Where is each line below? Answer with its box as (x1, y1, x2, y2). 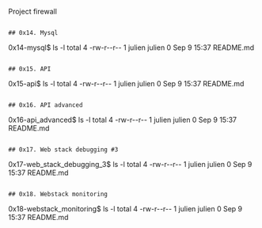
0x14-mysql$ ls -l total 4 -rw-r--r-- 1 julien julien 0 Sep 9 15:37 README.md (8, 43, 255, 52)
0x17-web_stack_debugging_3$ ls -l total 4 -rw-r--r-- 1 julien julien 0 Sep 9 (8, 160, 253, 169)
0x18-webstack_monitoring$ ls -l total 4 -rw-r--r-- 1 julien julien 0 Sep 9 (8, 204, 243, 213)
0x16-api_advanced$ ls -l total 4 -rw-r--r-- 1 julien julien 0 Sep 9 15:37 (8, 115, 237, 124)
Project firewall (8, 7, 58, 16)
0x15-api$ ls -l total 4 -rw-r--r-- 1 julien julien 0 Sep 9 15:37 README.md (8, 79, 245, 88)
